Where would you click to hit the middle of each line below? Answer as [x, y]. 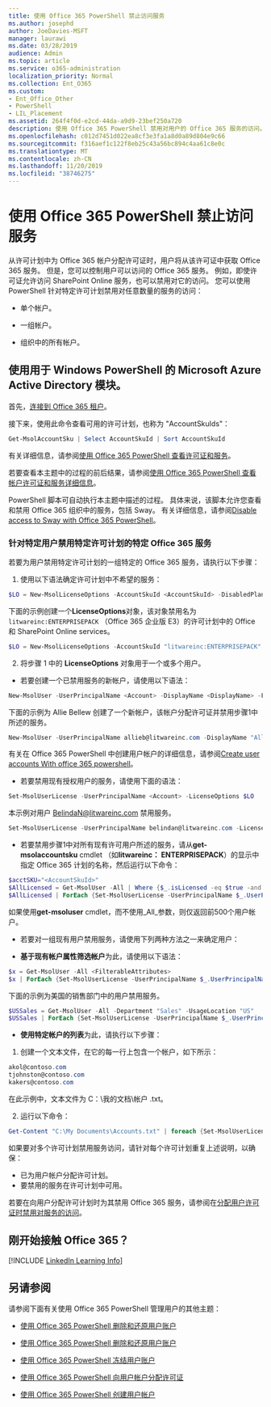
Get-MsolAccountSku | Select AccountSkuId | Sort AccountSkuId [117, 439]
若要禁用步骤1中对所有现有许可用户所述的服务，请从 [106, 845]
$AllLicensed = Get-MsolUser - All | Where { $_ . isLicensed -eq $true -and [135, 888]
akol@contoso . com [38, 1067]
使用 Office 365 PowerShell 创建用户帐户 [88, 1395]
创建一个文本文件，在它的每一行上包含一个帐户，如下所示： [119, 1052]
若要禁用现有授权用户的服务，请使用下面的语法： [101, 781]
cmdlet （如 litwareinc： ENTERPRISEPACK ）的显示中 [169, 855]
